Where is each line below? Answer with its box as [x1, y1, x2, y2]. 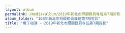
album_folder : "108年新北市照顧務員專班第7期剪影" [5, 16, 101, 21]
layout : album [5, 7, 34, 12]
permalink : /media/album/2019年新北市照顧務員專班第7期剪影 [5, 12, 121, 16]
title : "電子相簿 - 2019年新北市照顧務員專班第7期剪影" [5, 20, 109, 26]
